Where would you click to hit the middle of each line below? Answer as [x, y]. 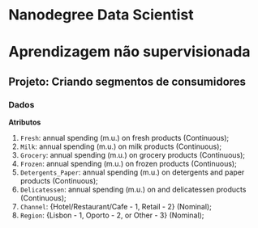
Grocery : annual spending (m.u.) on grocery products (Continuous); [133, 155]
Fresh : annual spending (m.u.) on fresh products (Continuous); [125, 138]
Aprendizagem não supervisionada [129, 52]
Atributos [25, 122]
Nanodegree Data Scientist [101, 15]
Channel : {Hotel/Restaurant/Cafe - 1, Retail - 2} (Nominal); [116, 207]
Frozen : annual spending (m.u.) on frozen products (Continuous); [128, 164]
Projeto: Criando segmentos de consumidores [127, 81]
